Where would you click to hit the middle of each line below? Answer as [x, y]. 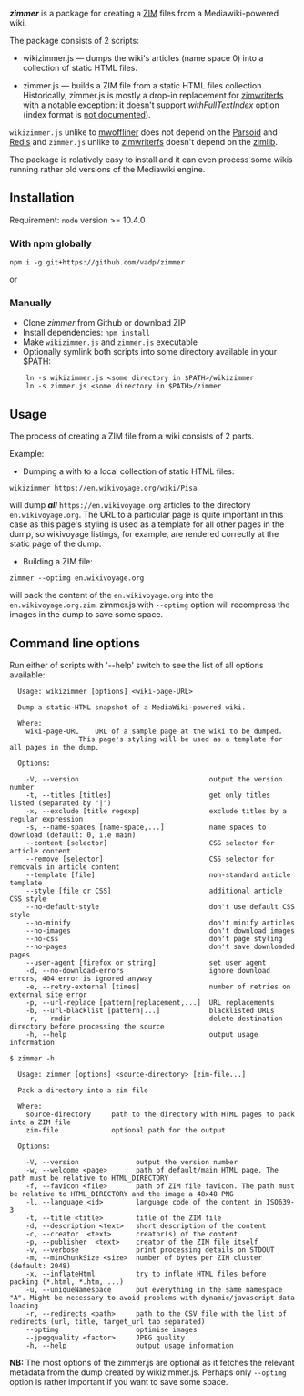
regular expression [46, 820]
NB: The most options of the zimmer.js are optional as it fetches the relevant [152, 1363]
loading [24, 1306]
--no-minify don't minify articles [161, 923]
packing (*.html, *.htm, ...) [67, 1282]
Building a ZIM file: [57, 562]
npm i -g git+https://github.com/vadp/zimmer [97, 263]
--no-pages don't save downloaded [161, 947]
